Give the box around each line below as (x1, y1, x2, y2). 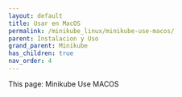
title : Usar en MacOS (8, 19, 81, 27)
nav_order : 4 (8, 57, 52, 65)
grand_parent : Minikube (8, 42, 89, 50)
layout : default (8, 11, 63, 20)
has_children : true (8, 49, 74, 57)
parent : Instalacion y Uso (8, 34, 99, 43)
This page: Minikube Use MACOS (8, 78, 119, 89)
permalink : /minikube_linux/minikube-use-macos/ (8, 27, 175, 35)
